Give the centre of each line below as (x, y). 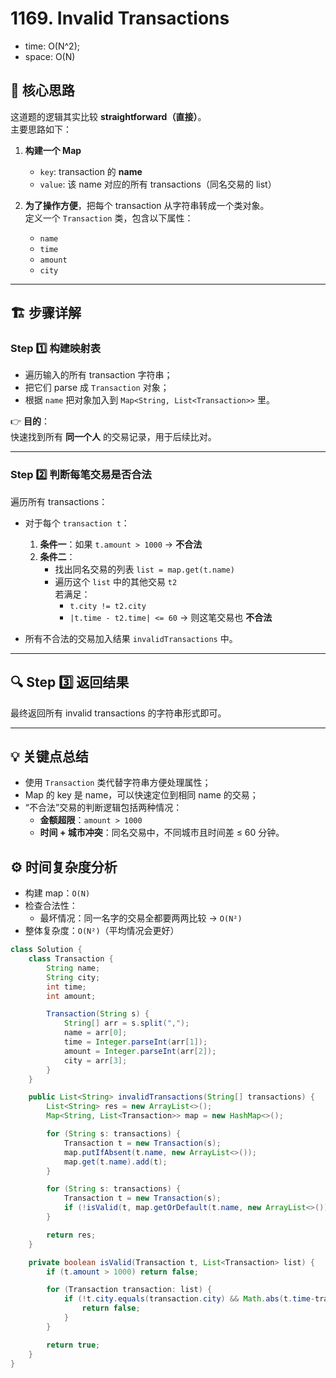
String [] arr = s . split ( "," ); (126, 1023)
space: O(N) (50, 56)
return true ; (73, 1345)
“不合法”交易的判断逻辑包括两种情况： (103, 808)
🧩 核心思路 (42, 90)
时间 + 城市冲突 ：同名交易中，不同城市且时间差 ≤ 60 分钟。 (162, 833)
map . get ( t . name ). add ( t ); (115, 1162)
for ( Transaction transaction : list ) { (129, 1290)
